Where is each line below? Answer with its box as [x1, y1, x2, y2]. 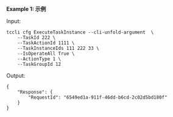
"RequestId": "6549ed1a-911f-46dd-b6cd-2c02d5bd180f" [28, 94, 168, 101]
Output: [6, 72, 26, 79]
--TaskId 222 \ [17, 35, 56, 41]
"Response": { [17, 89, 53, 95]
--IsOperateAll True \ [17, 51, 75, 57]
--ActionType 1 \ [17, 56, 62, 62]
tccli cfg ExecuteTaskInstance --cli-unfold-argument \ [6, 29, 154, 35]
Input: [6, 18, 21, 24]
